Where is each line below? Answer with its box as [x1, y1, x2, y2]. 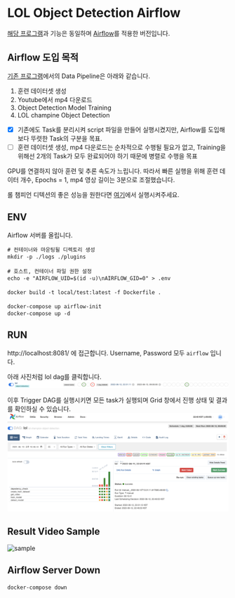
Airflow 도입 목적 [7, 51, 79, 64]
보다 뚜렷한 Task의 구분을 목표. [17, 134, 103, 142]
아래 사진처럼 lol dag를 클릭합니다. [7, 372, 102, 381]
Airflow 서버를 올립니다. [7, 231, 73, 239]
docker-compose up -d [7, 310, 71, 317]
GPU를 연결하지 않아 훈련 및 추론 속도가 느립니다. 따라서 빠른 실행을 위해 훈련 [7, 167, 219, 175]
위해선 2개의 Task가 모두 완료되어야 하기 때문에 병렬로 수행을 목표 [17, 151, 198, 160]
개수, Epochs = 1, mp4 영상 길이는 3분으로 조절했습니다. [20, 175, 175, 184]
